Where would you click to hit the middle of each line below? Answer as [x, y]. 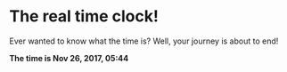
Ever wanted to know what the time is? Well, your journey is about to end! [144, 41]
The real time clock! [84, 16]
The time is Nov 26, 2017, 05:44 [69, 58]
